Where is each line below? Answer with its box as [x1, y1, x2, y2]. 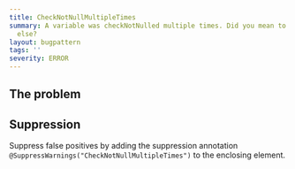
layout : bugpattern [9, 37, 81, 47]
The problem [9, 87, 81, 102]
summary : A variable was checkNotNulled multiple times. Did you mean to [9, 21, 287, 30]
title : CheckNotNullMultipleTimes [9, 12, 137, 22]
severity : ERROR [9, 54, 69, 63]
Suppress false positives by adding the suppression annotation [9, 141, 238, 151]
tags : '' [9, 46, 42, 55]
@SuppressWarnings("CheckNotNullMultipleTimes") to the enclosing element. [9, 150, 285, 160]
